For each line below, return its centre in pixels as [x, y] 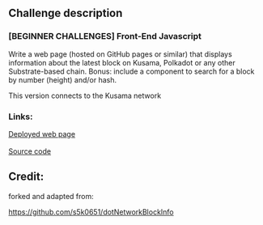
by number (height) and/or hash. [63, 79]
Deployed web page [42, 134]
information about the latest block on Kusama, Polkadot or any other [122, 62]
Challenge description [66, 13]
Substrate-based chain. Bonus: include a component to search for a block [131, 71]
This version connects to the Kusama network [85, 96]
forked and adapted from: [51, 196]
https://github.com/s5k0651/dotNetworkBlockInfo [91, 212]
